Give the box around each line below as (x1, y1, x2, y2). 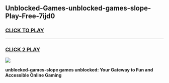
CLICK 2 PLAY (5, 46, 40, 53)
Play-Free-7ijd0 (5, 12, 55, 21)
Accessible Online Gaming (5, 72, 62, 78)
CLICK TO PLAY (5, 27, 44, 34)
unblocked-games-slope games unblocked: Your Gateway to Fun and (5, 66, 153, 72)
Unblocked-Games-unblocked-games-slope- (5, 4, 151, 13)
